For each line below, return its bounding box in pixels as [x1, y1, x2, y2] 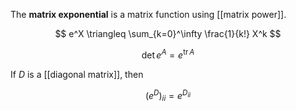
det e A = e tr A [141, 47, 195, 61]
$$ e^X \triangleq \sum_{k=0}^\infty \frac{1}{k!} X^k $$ [54, 28, 282, 39]
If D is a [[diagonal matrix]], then [10, 68, 144, 80]
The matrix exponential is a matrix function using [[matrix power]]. [10, 9, 287, 20]
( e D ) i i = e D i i [144, 87, 192, 104]
